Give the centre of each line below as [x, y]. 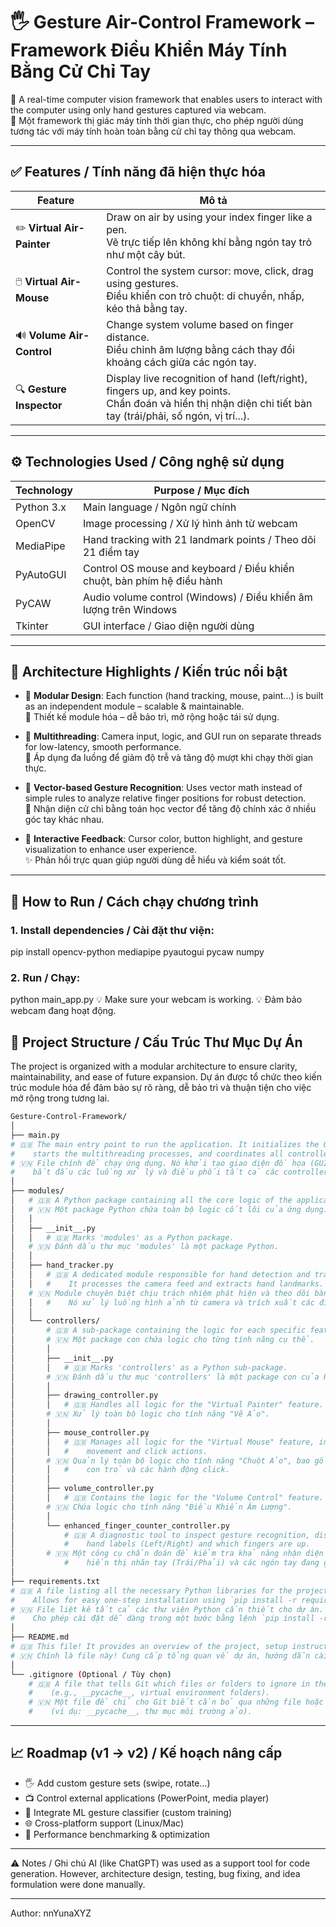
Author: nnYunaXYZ [51, 1913]
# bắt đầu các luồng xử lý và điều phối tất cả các [145, 1172]
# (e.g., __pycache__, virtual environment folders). [149, 1693]
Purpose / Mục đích [201, 490]
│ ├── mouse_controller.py [80, 1432]
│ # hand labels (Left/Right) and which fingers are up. [160, 1544]
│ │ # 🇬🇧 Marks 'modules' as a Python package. [122, 1237]
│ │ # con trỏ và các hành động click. [120, 1470]
